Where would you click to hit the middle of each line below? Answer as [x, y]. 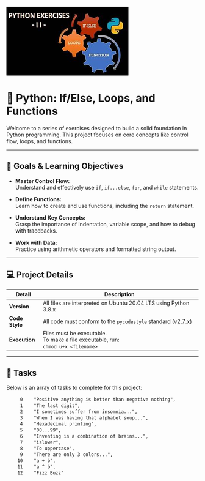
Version [19, 306]
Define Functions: [38, 199]
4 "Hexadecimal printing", [58, 424]
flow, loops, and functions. [40, 141]
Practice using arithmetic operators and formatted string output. [95, 249]
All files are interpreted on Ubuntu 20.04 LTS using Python [116, 303]
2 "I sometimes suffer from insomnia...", [79, 412]
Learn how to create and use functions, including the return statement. [104, 206]
